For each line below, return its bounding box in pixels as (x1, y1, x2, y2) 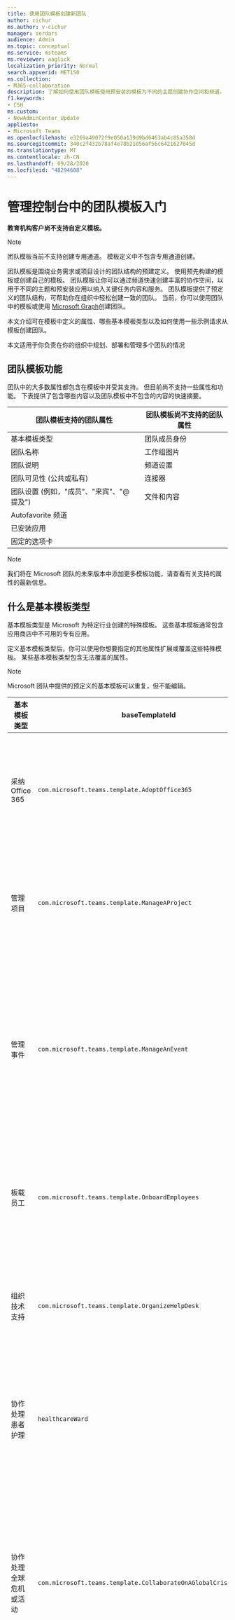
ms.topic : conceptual (7, 43, 71, 50)
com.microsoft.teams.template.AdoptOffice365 (37, 786, 192, 794)
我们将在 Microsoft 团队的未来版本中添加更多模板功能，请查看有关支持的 (7, 569, 216, 578)
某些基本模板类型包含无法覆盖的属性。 (20, 653, 131, 662)
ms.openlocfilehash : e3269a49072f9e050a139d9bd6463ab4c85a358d (7, 134, 196, 141)
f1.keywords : (7, 95, 45, 102)
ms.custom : (7, 108, 39, 115)
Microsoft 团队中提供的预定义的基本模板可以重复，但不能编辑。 (7, 681, 190, 690)
